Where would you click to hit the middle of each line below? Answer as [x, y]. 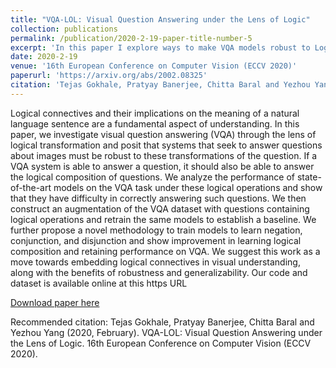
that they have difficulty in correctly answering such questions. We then [158, 198]
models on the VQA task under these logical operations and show [188, 187]
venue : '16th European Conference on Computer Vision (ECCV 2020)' [154, 66]
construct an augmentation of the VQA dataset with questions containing [160, 208]
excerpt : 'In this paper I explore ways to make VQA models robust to [160, 47]
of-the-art [31, 187]
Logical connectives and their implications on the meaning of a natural [155, 113]
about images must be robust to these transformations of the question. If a [164, 155]
